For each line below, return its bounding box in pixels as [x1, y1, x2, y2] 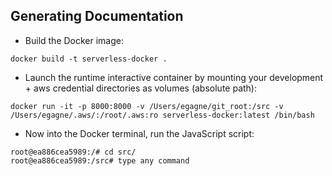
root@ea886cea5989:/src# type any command [10, 155, 190, 166]
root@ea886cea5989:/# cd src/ [10, 147, 137, 157]
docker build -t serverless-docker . [10, 54, 168, 64]
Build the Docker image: [24, 34, 125, 46]
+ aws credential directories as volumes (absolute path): [24, 82, 257, 94]
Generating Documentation [10, 8, 184, 25]
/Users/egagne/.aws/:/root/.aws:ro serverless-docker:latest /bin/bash [10, 110, 315, 120]
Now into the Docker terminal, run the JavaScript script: [24, 127, 255, 139]
